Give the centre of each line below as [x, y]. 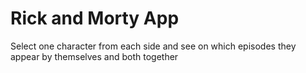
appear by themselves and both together [94, 56]
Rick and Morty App [95, 18]
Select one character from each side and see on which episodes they [153, 46]
